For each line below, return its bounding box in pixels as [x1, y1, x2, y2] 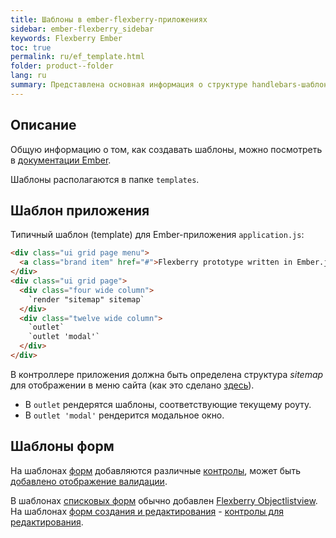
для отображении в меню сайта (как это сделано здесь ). [10, 379, 255, 391]
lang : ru [10, 71, 47, 81]
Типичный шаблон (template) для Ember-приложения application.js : [10, 229, 305, 241]
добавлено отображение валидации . [10, 475, 168, 487]
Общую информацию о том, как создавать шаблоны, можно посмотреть [10, 143, 323, 155]
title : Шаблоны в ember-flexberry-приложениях [10, 14, 208, 25]
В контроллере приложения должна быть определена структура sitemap [10, 368, 324, 380]
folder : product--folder [10, 61, 114, 71]
